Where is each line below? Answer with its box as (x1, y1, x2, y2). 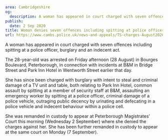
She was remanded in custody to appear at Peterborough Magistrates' (5, 113, 150, 119)
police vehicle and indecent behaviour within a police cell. (5, 103, 124, 109)
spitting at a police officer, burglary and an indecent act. (5, 47, 121, 53)
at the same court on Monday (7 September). (5, 129, 98, 135)
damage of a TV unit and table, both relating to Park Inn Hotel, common (5, 82, 152, 88)
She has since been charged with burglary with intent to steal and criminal (5, 77, 158, 83)
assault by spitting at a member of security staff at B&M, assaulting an (5, 87, 150, 93)
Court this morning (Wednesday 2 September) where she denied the (5, 118, 146, 124)
